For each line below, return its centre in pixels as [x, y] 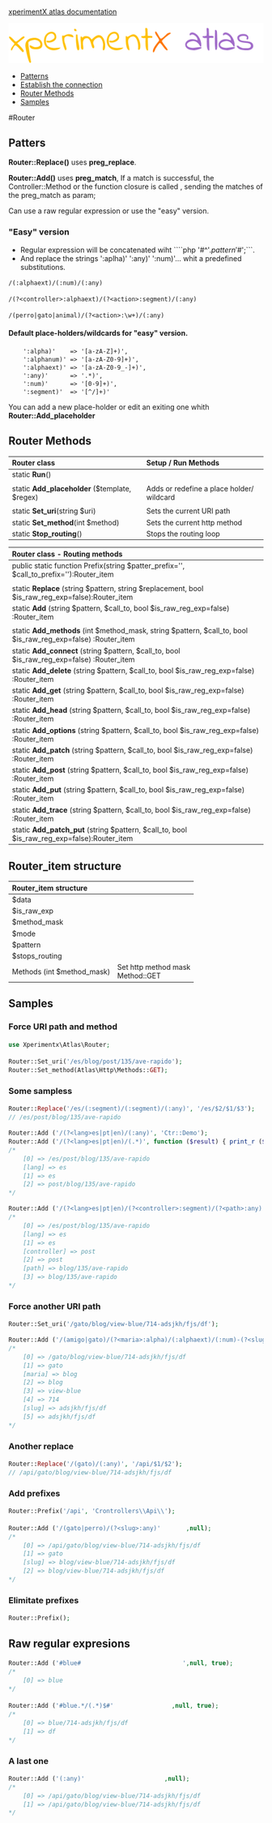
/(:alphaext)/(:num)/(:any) [56, 283]
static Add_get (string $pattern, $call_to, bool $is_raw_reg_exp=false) [128, 691]
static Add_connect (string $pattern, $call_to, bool [96, 650]
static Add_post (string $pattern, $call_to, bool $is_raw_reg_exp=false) [130, 770]
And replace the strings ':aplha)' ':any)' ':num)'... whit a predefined [131, 258]
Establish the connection [61, 84]
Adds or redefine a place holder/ [200, 488]
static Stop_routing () [47, 534]
